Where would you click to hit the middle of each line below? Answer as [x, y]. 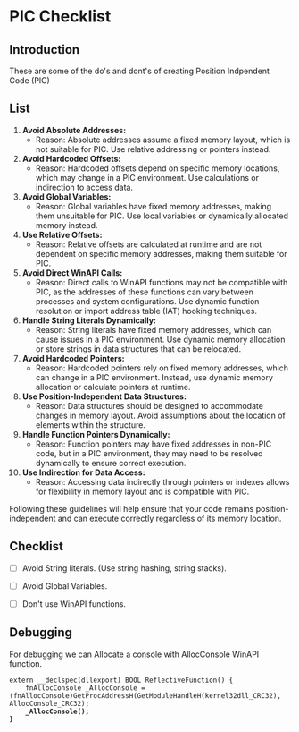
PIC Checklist [60, 17]
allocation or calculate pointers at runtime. [113, 387]
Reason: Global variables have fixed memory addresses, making [154, 206]
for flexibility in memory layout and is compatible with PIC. [142, 491]
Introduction [45, 50]
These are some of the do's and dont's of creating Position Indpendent [140, 71]
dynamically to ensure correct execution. [111, 463]
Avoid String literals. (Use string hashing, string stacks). [125, 568]
